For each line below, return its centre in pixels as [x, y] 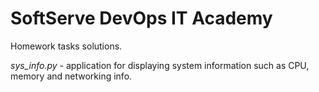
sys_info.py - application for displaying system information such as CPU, [160, 65]
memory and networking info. [71, 76]
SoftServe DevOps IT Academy [141, 18]
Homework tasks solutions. [66, 46]
